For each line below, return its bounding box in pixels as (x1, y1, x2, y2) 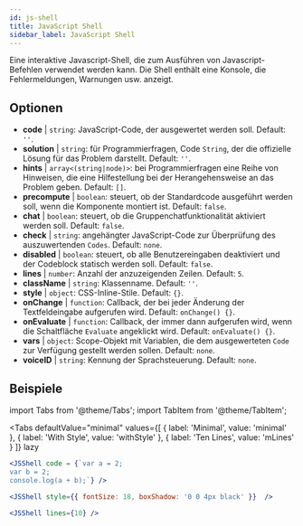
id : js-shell (9, 13, 59, 23)
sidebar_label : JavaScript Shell (9, 30, 136, 39)
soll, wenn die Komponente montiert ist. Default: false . (22, 201, 227, 212)
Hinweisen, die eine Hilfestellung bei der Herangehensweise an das (22, 173, 274, 183)
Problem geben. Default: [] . (22, 182, 127, 193)
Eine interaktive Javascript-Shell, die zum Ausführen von (9, 55, 221, 66)
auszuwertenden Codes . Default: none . (22, 240, 163, 250)
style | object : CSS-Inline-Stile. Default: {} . (22, 287, 184, 298)
